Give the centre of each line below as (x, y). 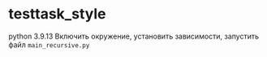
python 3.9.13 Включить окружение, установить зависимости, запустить (134, 36)
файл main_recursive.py (49, 44)
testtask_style (57, 14)
